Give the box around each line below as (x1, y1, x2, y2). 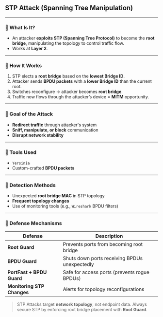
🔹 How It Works (5, 62, 42, 69)
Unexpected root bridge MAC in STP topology (12, 193, 105, 199)
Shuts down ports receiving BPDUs (63, 255, 143, 261)
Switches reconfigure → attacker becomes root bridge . (12, 89, 123, 94)
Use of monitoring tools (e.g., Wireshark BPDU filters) (12, 203, 119, 209)
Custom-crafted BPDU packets (12, 165, 75, 171)
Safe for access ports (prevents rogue (63, 269, 149, 276)
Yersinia (12, 161, 30, 166)
